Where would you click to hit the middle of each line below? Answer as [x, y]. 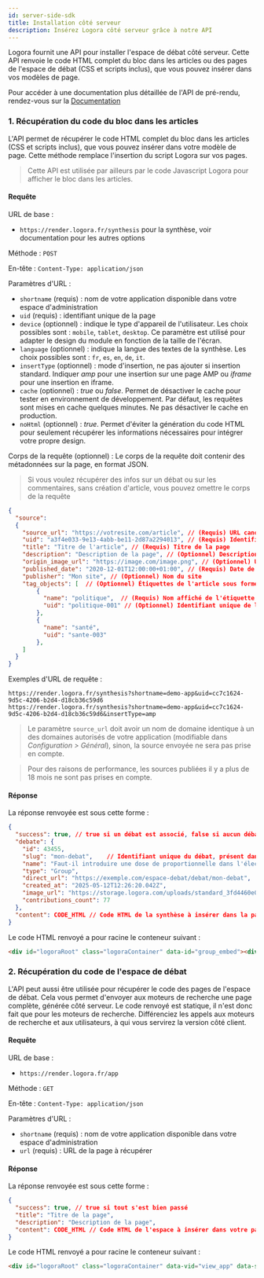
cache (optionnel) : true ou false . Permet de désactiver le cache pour [130, 391]
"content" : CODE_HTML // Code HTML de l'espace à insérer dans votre [132, 1230]
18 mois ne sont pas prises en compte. [90, 777]
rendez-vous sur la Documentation [64, 101]
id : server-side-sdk [42, 15]
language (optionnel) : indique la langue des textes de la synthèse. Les [133, 349]
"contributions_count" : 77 [66, 901]
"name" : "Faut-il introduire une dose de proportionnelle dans [128, 864]
